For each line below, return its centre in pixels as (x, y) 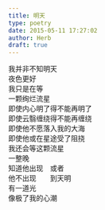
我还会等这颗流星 (36, 149)
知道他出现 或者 (36, 169)
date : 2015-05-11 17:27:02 (53, 30)
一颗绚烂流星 (29, 99)
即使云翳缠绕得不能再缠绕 (50, 119)
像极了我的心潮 (33, 198)
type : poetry (30, 23)
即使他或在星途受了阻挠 (47, 138)
